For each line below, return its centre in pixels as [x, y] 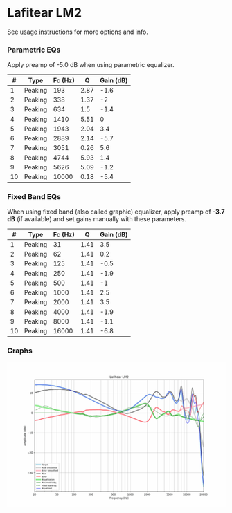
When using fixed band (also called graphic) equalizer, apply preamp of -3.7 [116, 212]
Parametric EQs [34, 50]
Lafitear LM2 [44, 13]
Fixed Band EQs [34, 196]
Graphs [20, 351]
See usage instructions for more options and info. [78, 32]
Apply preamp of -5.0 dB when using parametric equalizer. [91, 65]
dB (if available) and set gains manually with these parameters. [97, 219]
